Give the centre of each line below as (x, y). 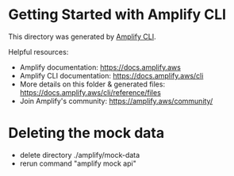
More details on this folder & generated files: (92, 84)
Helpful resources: (38, 52)
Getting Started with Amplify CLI (117, 15)
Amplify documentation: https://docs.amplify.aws (100, 67)
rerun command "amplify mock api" (78, 163)
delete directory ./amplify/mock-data (80, 155)
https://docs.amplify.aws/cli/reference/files (90, 92)
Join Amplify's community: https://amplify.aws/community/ (116, 101)
